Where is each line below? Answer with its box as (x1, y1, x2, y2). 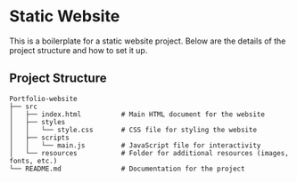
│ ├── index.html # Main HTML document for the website (9, 109, 266, 119)
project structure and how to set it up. (9, 44, 148, 55)
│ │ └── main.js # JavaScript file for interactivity (9, 140, 261, 150)
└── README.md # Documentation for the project (9, 164, 245, 173)
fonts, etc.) (9, 156, 58, 165)
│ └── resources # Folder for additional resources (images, (9, 148, 290, 157)
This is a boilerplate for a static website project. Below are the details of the (9, 36, 286, 46)
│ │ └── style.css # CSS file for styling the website (9, 125, 257, 134)
